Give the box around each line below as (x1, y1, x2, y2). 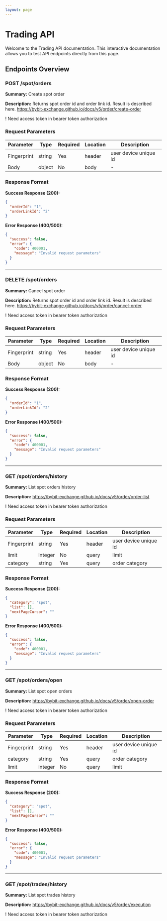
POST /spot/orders (5, 80, 52, 87)
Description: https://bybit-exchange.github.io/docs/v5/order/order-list (5, 494, 150, 500)
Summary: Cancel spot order (5, 287, 66, 294)
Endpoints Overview (5, 65, 70, 73)
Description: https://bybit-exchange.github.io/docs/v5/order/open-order (5, 697, 155, 703)
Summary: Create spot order (5, 91, 65, 97)
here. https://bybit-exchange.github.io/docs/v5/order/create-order (5, 106, 142, 112)
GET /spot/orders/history (5, 472, 68, 479)
